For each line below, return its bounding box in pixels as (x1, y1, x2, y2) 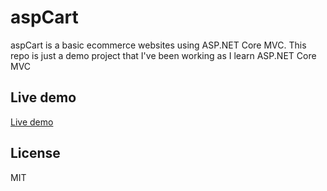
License (10, 145, 61, 162)
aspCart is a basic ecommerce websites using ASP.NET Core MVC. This (10, 39, 307, 51)
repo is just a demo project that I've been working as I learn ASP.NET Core (10, 49, 317, 61)
